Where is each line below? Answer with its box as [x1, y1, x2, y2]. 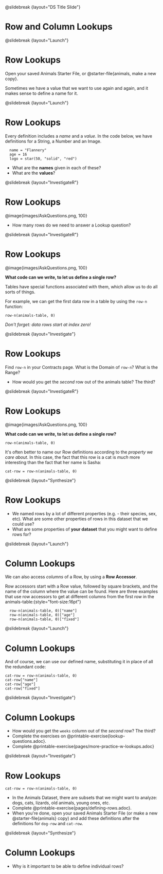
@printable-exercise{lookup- [67, 733, 126, 739]
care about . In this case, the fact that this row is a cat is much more [5, 454, 140, 460]
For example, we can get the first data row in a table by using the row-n [5, 298, 147, 304]
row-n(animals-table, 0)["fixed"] [9, 617, 79, 622]
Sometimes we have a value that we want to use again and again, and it [5, 85, 148, 91]
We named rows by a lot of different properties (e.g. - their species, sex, [12, 510, 157, 516]
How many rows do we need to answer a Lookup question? [12, 222, 131, 228]
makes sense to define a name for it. [5, 90, 78, 96]
